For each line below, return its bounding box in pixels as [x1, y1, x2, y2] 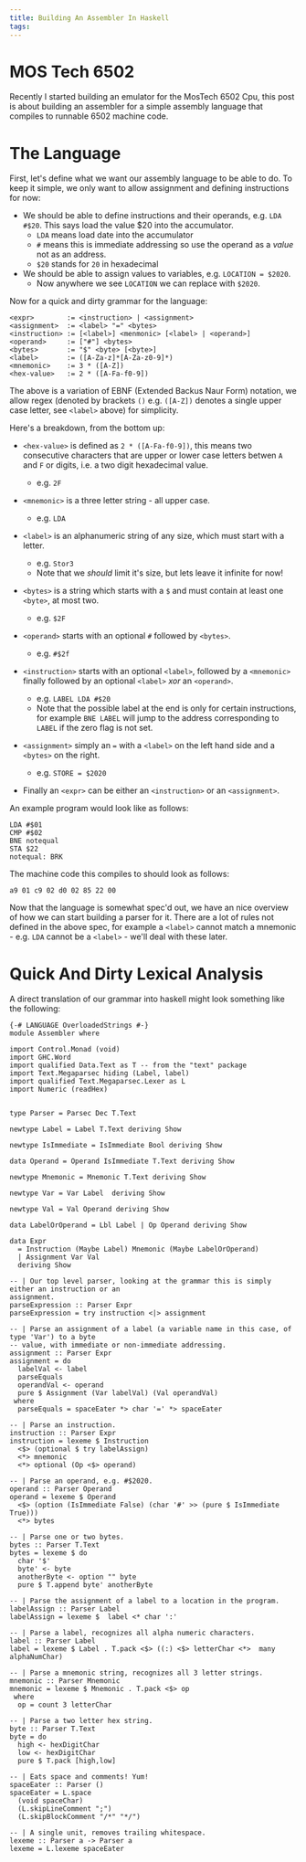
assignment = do [9, 1357, 71, 1366]
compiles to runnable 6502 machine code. [9, 111, 169, 122]
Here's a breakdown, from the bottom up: [9, 422, 165, 434]
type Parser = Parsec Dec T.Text [9, 1109, 137, 1118]
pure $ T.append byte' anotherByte [17, 1581, 153, 1590]
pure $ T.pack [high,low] [17, 1756, 117, 1766]
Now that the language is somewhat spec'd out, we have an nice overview [9, 902, 290, 914]
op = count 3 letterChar [17, 1700, 112, 1709]
